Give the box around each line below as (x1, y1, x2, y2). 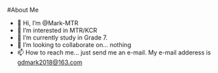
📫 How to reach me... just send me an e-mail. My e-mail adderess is (16, 48, 211, 57)
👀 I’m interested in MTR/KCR (16, 27, 97, 34)
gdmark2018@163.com (16, 58, 82, 66)
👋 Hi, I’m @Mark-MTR (16, 19, 79, 27)
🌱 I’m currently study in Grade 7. (16, 33, 108, 42)
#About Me (7, 6, 39, 14)
